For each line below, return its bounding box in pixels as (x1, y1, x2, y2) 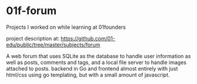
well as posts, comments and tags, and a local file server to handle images (6, 59, 187, 66)
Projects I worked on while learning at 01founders (6, 23, 126, 31)
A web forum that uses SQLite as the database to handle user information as (6, 52, 191, 59)
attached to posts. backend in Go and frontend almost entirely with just (6, 65, 178, 72)
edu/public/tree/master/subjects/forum (6, 41, 101, 48)
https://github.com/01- (61, 35, 116, 42)
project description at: (6, 35, 60, 42)
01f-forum (6, 4, 57, 18)
